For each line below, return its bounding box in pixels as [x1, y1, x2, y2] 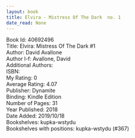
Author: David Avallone [6, 49, 62, 56]
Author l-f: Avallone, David [6, 55, 71, 63]
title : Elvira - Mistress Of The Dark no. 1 [6, 14, 121, 20]
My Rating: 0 [6, 74, 37, 81]
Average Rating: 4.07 [6, 81, 58, 88]
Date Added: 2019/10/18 [6, 112, 65, 119]
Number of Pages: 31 [6, 100, 58, 107]
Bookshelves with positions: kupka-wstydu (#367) [6, 125, 130, 132]
